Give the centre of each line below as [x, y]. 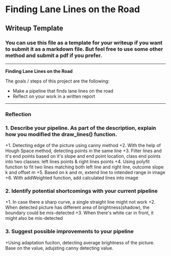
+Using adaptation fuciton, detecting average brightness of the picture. [80, 242]
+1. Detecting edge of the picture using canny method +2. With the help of [83, 146]
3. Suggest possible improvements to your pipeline [69, 232]
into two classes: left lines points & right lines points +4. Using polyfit [78, 162]
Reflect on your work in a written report [54, 96]
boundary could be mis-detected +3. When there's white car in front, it [79, 213]
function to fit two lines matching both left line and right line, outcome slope [84, 167]
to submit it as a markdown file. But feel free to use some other [84, 49]
